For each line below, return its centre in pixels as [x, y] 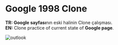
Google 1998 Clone [46, 9]
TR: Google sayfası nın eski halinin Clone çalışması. [59, 22]
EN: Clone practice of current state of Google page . [60, 27]
